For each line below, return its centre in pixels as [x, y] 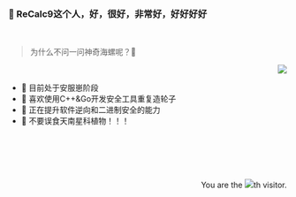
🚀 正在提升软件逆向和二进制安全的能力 [91, 110]
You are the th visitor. [244, 185]
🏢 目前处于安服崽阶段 [60, 88]
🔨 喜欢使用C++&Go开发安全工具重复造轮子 [99, 99]
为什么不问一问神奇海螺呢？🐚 [83, 52]
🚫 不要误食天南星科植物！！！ [75, 121]
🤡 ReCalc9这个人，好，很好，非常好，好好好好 [108, 13]
